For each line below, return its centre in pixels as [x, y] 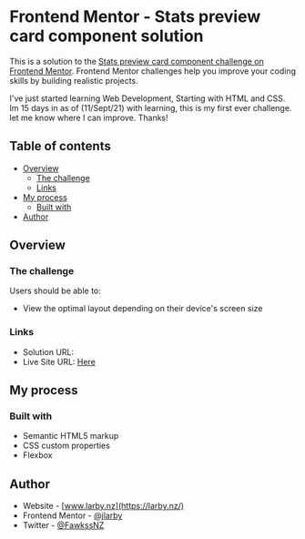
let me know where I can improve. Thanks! [89, 117]
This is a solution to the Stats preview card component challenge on [137, 61]
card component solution [107, 36]
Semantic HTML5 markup [71, 436]
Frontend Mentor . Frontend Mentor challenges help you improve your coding [153, 71]
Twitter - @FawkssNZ [63, 525]
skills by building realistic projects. [74, 80]
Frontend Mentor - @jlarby [72, 515]
